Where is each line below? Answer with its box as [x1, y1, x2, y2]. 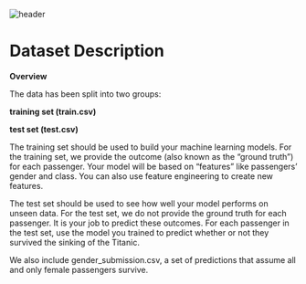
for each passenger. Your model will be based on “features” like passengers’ [9, 161, 298, 172]
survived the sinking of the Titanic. [9, 237, 140, 247]
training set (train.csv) [9, 106, 97, 117]
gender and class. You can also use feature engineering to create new [9, 170, 274, 182]
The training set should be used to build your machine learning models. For [9, 142, 292, 153]
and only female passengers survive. [9, 264, 149, 275]
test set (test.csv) [9, 123, 79, 134]
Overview [9, 70, 47, 81]
